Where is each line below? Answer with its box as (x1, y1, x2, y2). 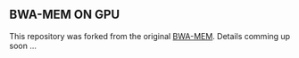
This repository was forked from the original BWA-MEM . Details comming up (9, 30, 291, 41)
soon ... (9, 40, 37, 51)
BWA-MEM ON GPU (9, 7, 120, 22)
